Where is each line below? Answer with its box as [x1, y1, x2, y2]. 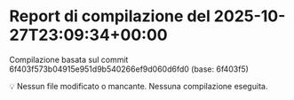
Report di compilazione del [9, 6, 211, 27]
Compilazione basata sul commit [9, 54, 129, 65]
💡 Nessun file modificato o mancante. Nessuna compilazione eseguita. [9, 81, 268, 91]
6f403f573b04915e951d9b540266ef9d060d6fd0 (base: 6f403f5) [9, 64, 249, 74]
